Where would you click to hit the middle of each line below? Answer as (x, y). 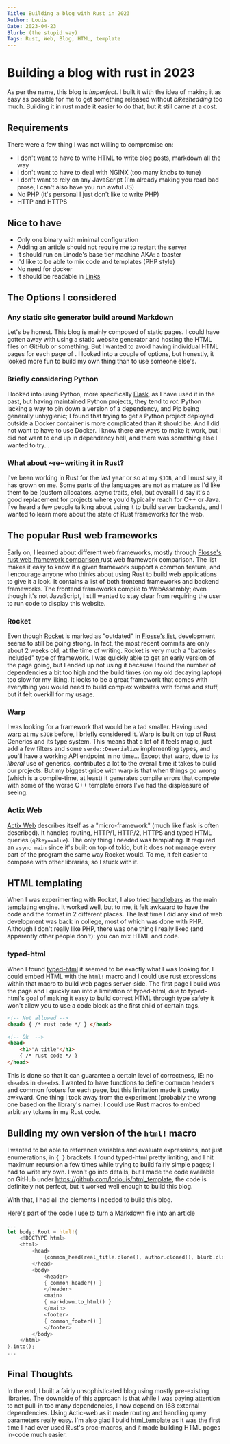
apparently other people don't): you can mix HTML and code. (93, 936)
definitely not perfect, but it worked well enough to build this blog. (100, 1186)
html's (16, 998)
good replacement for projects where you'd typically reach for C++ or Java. (114, 499)
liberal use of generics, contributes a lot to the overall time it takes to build (112, 764)
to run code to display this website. (56, 603)
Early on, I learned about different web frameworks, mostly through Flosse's (114, 552)
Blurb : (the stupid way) (42, 33)
